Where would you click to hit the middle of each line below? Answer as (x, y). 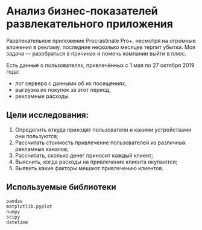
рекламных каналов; (42, 149)
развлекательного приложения (90, 24)
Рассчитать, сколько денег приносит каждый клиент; (84, 155)
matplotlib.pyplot (29, 206)
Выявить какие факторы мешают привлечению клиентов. (89, 168)
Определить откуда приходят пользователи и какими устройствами (103, 129)
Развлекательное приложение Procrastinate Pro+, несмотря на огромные (101, 40)
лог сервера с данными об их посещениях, (71, 83)
